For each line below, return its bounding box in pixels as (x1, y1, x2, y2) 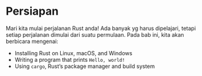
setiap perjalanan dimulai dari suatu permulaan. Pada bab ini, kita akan (6, 31, 185, 38)
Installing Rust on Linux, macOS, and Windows (14, 49, 133, 56)
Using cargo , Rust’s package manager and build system (14, 63, 155, 70)
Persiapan (6, 4, 59, 18)
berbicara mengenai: (6, 37, 59, 45)
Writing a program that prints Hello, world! (14, 56, 125, 63)
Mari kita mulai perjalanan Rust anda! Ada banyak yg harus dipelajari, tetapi (6, 25, 196, 32)
